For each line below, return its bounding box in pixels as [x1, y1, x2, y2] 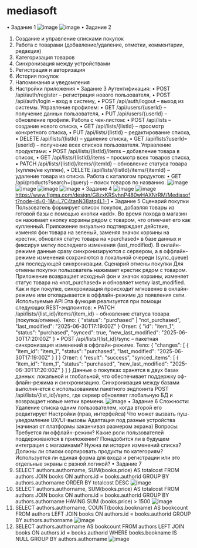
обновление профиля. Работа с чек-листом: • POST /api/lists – [15, 116, 172, 123]
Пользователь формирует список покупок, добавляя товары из [15, 204, 175, 211]
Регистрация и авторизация [15, 66, 86, 73]
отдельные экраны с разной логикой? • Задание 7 [15, 460, 142, 467]
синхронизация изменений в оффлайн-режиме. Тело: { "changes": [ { [15, 341, 189, 348]
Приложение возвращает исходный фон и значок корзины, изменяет [15, 273, 189, 280]
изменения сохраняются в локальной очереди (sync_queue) [36, 254, 189, 261]
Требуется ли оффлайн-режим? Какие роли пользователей [15, 429, 164, 436]
